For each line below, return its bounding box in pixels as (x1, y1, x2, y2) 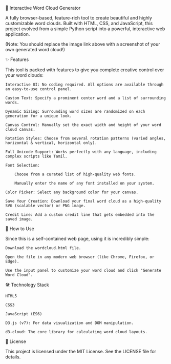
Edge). (5, 259, 19, 264)
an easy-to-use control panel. (5, 87, 72, 92)
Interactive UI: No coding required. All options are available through (5, 82, 164, 87)
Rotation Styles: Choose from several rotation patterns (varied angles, (5, 136, 166, 141)
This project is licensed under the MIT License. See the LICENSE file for (5, 349, 157, 354)
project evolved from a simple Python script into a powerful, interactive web (5, 26, 165, 32)
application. (5, 31, 30, 37)
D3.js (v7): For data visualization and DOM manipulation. (5, 320, 134, 326)
